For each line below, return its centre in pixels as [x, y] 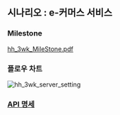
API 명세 [21, 104]
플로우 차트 [25, 68]
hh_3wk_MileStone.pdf [41, 49]
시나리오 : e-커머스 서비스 [60, 13]
